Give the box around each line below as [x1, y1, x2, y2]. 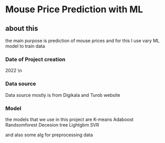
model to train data [5, 43, 45, 49]
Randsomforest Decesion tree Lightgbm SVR [5, 121, 100, 128]
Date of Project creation [5, 55, 65, 63]
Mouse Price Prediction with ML [5, 4, 143, 15]
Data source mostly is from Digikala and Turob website [5, 92, 121, 98]
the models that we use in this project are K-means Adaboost [5, 116, 134, 122]
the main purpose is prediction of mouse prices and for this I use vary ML [5, 37, 160, 44]
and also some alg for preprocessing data [5, 132, 93, 138]
